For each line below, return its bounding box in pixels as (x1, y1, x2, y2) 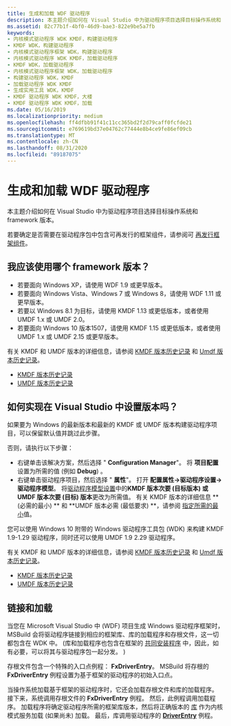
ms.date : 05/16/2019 (7, 106, 67, 113)
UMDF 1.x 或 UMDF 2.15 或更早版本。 (16, 332, 122, 341)
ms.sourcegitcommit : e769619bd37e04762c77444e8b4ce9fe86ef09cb (7, 125, 192, 132)
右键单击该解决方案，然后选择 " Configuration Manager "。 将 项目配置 (16, 458, 219, 467)
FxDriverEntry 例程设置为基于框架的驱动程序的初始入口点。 (7, 671, 177, 679)
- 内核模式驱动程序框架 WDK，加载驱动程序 (7, 68, 113, 74)
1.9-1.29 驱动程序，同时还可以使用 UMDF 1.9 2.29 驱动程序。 (7, 534, 179, 542)
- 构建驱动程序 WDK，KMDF (7, 74, 74, 81)
